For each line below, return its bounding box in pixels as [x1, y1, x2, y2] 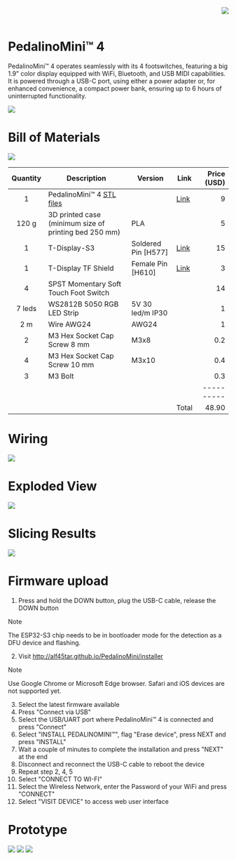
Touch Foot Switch [48, 288, 110, 298]
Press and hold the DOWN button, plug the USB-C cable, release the [18, 596, 216, 604]
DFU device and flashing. [8, 638, 81, 647]
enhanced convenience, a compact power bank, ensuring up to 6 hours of [8, 84, 223, 93]
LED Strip [48, 307, 79, 317]
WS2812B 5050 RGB [48, 299, 119, 309]
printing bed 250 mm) [48, 227, 121, 237]
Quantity [11, 173, 41, 183]
